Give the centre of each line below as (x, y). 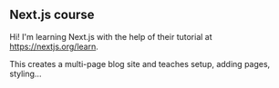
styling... (26, 73)
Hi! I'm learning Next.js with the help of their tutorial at (111, 36)
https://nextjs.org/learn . (54, 46)
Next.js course (52, 15)
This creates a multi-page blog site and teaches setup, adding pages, (140, 64)
